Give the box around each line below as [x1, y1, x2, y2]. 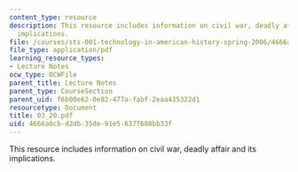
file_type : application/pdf [9, 46, 114, 55]
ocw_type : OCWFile [9, 71, 77, 79]
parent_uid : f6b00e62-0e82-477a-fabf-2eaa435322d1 [9, 94, 200, 104]
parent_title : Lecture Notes [9, 79, 117, 87]
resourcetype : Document [9, 103, 98, 112]
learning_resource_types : [9, 54, 105, 63]
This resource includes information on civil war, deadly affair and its [9, 144, 257, 154]
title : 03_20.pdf [9, 111, 74, 120]
